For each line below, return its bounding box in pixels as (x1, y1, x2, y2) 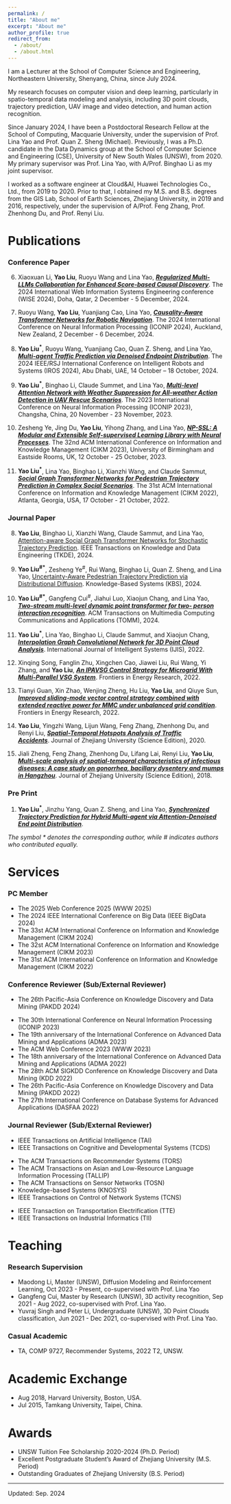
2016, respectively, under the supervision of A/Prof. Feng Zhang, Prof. (8, 202, 205, 210)
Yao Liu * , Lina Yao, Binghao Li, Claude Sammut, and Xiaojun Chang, (17, 629, 210, 639)
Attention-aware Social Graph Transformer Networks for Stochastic (17, 536, 208, 544)
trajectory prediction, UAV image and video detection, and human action (8, 102, 212, 110)
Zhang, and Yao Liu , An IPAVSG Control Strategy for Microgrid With (17, 666, 213, 674)
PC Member (8, 889, 49, 898)
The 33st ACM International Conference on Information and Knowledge (17, 926, 219, 935)
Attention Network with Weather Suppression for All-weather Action (17, 388, 218, 397)
